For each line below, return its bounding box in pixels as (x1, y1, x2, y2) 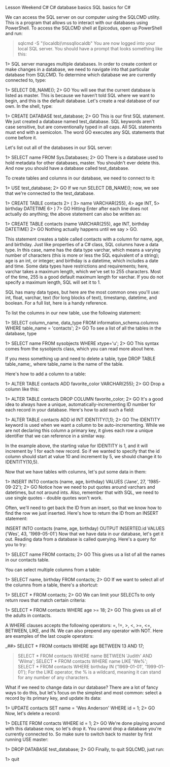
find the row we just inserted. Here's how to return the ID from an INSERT (5, 510, 159, 516)
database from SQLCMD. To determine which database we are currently (5, 72, 156, 78)
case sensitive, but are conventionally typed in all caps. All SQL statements (5, 124, 162, 130)
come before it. (5, 135, 37, 140)
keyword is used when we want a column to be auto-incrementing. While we (5, 422, 165, 428)
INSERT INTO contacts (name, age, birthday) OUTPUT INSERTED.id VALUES (5, 525, 165, 531)
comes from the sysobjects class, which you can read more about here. (5, 346, 155, 351)
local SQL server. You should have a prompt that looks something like (17, 46, 163, 51)
